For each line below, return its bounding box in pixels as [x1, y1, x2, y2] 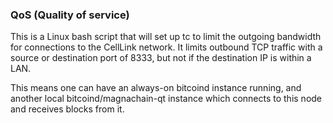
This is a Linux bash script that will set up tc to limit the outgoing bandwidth [10, 31, 322, 43]
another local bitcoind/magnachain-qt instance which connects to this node [10, 93, 323, 105]
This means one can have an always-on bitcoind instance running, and [10, 82, 302, 94]
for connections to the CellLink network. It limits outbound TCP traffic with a [10, 41, 323, 53]
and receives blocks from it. [10, 103, 125, 115]
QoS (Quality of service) [10, 8, 130, 22]
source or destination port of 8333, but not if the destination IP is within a [10, 52, 312, 64]
